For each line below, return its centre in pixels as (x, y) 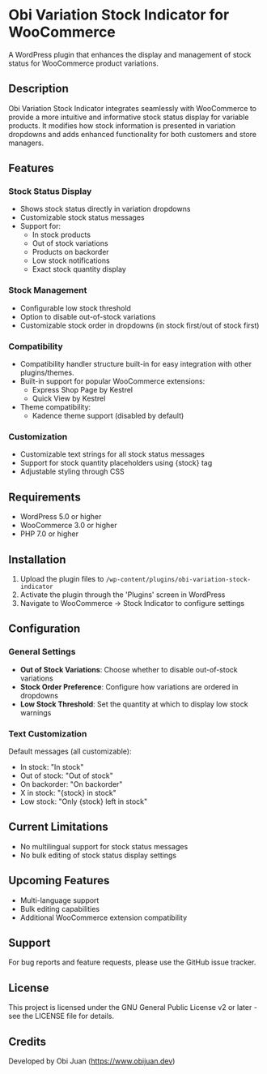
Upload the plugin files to (62, 578)
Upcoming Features (59, 881)
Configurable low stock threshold (76, 308)
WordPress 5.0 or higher (61, 517)
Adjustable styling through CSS (72, 471)
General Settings (42, 652)
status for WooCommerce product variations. (84, 63)
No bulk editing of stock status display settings (98, 855)
